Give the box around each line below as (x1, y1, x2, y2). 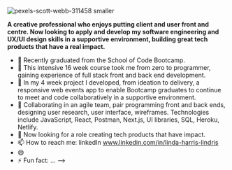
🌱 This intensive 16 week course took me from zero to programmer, (17, 64, 211, 71)
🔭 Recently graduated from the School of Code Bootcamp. (17, 56, 185, 64)
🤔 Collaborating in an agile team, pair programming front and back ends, (17, 101, 226, 108)
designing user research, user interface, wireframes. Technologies (17, 108, 210, 116)
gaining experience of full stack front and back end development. (17, 71, 206, 79)
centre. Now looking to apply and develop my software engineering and (7, 28, 219, 36)
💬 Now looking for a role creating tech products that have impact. (17, 130, 206, 139)
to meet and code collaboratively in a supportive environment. (17, 93, 196, 101)
